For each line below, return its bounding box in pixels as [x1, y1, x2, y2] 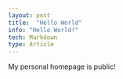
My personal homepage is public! [8, 62, 116, 71]
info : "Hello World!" [8, 26, 79, 34]
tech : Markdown [8, 33, 58, 41]
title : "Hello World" [8, 19, 82, 27]
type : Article [8, 41, 55, 48]
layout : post [8, 11, 51, 20]
